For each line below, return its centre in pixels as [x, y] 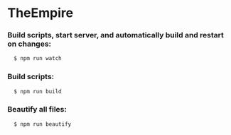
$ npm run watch [38, 59]
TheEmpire [40, 13]
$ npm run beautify [43, 124]
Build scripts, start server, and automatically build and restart [116, 35]
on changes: [29, 44]
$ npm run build [38, 91]
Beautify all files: [37, 110]
